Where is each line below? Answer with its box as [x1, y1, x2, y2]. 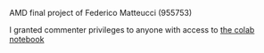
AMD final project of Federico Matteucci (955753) [9, 8, 193, 18]
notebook [9, 34, 45, 44]
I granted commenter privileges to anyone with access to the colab [9, 25, 255, 34]
